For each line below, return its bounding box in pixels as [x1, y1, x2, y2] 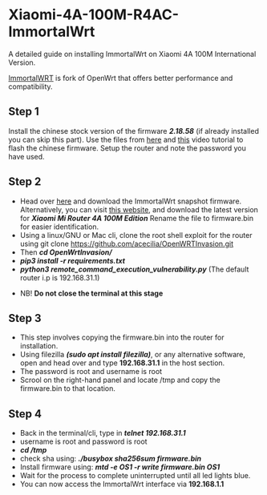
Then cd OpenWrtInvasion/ [19, 247, 112, 257]
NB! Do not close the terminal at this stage [19, 288, 164, 298]
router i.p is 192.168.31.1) [19, 272, 100, 282]
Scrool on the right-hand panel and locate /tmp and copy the [19, 375, 220, 385]
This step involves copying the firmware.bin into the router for [19, 332, 225, 342]
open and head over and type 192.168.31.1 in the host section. [19, 358, 225, 368]
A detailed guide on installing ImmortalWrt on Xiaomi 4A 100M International [8, 49, 257, 58]
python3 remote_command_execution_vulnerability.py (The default [19, 264, 249, 274]
